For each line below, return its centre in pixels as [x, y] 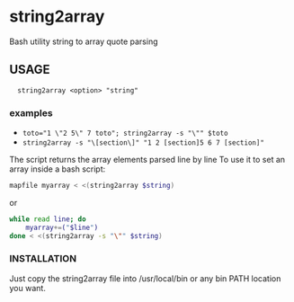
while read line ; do [48, 219]
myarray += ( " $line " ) [62, 227]
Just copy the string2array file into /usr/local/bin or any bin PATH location [145, 278]
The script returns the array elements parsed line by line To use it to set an [147, 160]
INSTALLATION [43, 259]
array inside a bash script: [58, 169]
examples [31, 112]
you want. [28, 288]
